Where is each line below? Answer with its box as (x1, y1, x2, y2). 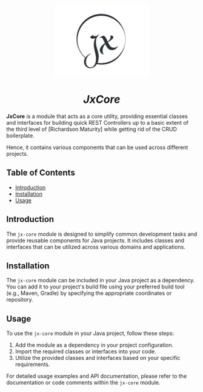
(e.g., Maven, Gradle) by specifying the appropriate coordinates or (6, 290, 172, 297)
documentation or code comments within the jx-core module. (6, 379, 161, 387)
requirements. (15, 360, 50, 368)
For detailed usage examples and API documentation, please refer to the (6, 373, 187, 380)
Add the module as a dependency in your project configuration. (15, 342, 174, 349)
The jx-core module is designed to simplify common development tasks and (6, 230, 198, 238)
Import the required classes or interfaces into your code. (15, 348, 156, 355)
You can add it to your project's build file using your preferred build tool (6, 283, 185, 290)
